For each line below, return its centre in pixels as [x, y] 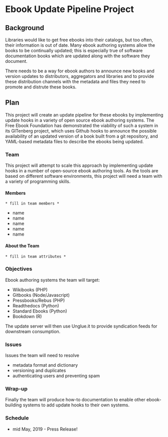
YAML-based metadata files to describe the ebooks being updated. [74, 141]
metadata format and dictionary [45, 365]
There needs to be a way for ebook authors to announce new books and [80, 71]
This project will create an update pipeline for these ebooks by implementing [84, 115]
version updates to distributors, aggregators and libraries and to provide [80, 76]
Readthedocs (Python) [36, 305]
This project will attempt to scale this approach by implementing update [79, 166]
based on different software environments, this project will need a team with [84, 176]
